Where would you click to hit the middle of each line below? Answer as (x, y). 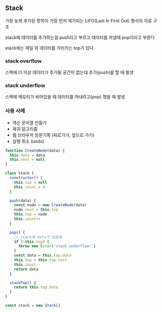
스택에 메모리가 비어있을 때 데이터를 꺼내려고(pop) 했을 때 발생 (65, 97)
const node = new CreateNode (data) (50, 205)
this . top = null (31, 182)
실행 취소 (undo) (28, 141)
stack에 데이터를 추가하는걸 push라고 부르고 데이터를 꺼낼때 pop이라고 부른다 (80, 37)
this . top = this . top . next (41, 260)
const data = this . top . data (43, 256)
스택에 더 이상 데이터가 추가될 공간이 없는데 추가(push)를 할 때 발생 (69, 72)
